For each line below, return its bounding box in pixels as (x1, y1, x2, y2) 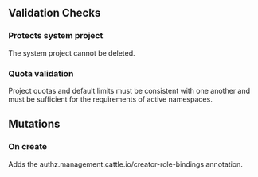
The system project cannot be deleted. (8, 48, 135, 58)
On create (8, 141, 48, 152)
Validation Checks (8, 6, 101, 20)
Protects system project (8, 30, 104, 41)
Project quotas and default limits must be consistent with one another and (8, 86, 251, 95)
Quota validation (8, 67, 74, 79)
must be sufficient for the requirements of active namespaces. (8, 94, 213, 104)
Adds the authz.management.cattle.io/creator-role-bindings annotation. (8, 159, 243, 169)
